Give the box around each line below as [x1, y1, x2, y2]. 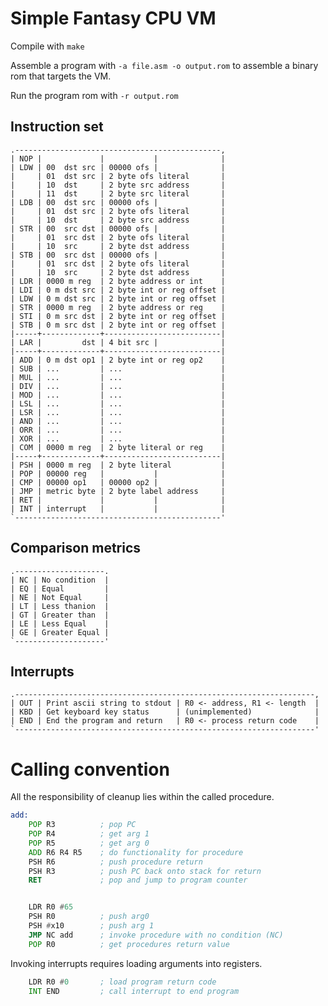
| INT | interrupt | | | [10, 503, 226, 514]
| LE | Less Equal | [10, 618, 110, 629]
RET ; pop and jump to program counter [28, 875, 248, 886]
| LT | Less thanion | [10, 601, 110, 611]
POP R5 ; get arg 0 [28, 838, 150, 848]
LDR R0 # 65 [28, 902, 74, 912]
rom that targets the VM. [10, 70, 112, 82]
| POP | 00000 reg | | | [10, 468, 226, 479]
